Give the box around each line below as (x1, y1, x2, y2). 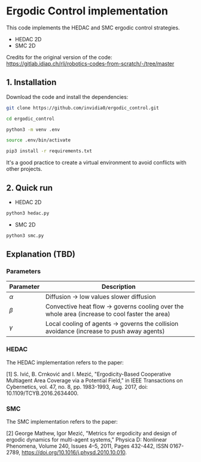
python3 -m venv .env (6, 126, 60, 132)
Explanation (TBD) (6, 249, 76, 259)
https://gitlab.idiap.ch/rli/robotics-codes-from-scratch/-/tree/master (6, 60, 175, 67)
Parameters (6, 267, 41, 275)
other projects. (6, 165, 43, 173)
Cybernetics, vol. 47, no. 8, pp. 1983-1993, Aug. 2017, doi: (6, 383, 148, 390)
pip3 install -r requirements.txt (6, 148, 93, 154)
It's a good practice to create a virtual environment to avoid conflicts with (6, 159, 187, 166)
